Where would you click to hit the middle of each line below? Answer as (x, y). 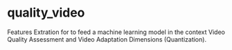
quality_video (46, 13)
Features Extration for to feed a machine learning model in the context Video (116, 32)
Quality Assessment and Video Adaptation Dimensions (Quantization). (107, 39)
